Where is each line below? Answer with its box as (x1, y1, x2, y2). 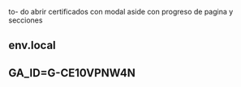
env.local (8, 39, 57, 52)
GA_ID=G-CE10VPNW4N (8, 66, 136, 80)
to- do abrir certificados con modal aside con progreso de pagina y (8, 7, 234, 16)
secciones (8, 15, 43, 25)
